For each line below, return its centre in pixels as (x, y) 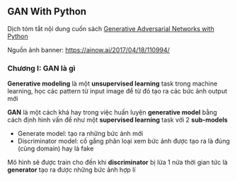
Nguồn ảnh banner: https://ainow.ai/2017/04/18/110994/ (88, 49)
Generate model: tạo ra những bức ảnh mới (80, 134)
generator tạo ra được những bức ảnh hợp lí (71, 170)
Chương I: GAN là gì (41, 68)
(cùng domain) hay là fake (56, 148)
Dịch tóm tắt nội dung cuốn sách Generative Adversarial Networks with (111, 28)
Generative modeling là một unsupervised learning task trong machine (112, 83)
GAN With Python (47, 12)
